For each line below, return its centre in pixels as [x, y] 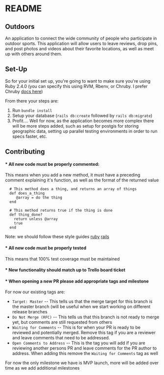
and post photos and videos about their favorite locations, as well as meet [80, 49]
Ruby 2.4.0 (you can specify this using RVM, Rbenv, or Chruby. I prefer [76, 86]
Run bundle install [32, 110]
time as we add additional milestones [42, 368]
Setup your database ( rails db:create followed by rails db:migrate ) [82, 115]
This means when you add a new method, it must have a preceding [73, 175]
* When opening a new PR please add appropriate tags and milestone [77, 281]
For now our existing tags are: [35, 292]
